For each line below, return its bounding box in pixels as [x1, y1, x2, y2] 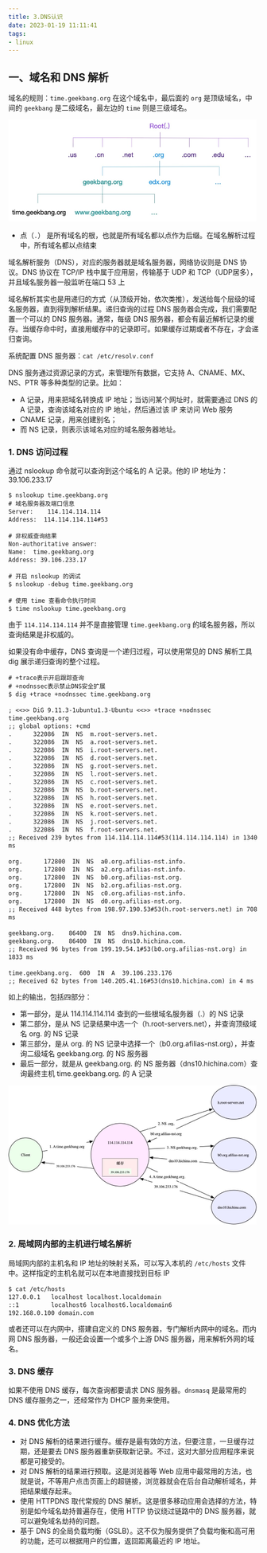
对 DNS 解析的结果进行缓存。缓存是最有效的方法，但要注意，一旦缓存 [19, 1437, 248, 1446]
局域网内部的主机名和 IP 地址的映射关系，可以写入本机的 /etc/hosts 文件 [8, 1258, 246, 1268]
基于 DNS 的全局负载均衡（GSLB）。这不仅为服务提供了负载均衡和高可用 [19, 1526, 256, 1536]
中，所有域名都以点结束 [19, 241, 97, 250]
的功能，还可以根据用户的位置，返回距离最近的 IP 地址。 [19, 1536, 205, 1546]
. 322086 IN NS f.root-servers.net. [8, 826, 158, 834]
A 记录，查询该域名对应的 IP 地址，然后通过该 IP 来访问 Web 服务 [19, 405, 234, 414]
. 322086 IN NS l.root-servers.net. [8, 770, 158, 778]
